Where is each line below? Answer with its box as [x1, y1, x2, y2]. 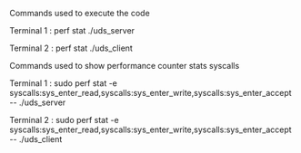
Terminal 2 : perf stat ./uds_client [9, 43, 134, 53]
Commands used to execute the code [9, 8, 150, 18]
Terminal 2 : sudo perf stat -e [9, 115, 120, 125]
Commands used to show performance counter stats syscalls [9, 61, 240, 71]
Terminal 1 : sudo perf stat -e [9, 78, 118, 89]
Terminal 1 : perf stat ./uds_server [9, 25, 135, 35]
